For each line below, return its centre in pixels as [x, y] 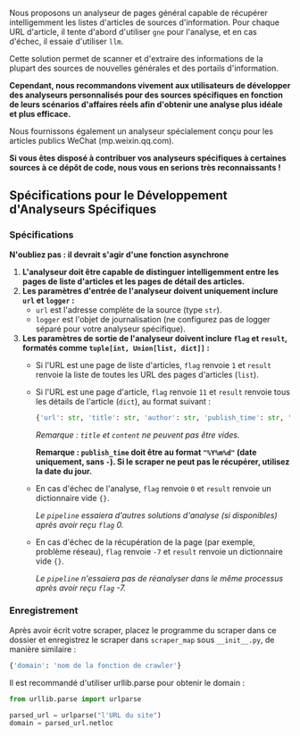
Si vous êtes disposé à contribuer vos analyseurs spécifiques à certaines [148, 158]
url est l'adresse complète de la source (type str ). [129, 309]
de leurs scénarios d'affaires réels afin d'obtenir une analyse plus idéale [146, 105]
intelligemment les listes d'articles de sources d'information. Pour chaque [144, 22]
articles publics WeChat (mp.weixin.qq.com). [92, 141]
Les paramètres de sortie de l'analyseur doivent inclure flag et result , [154, 338]
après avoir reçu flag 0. [79, 524]
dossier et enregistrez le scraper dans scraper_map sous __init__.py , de [142, 640]
